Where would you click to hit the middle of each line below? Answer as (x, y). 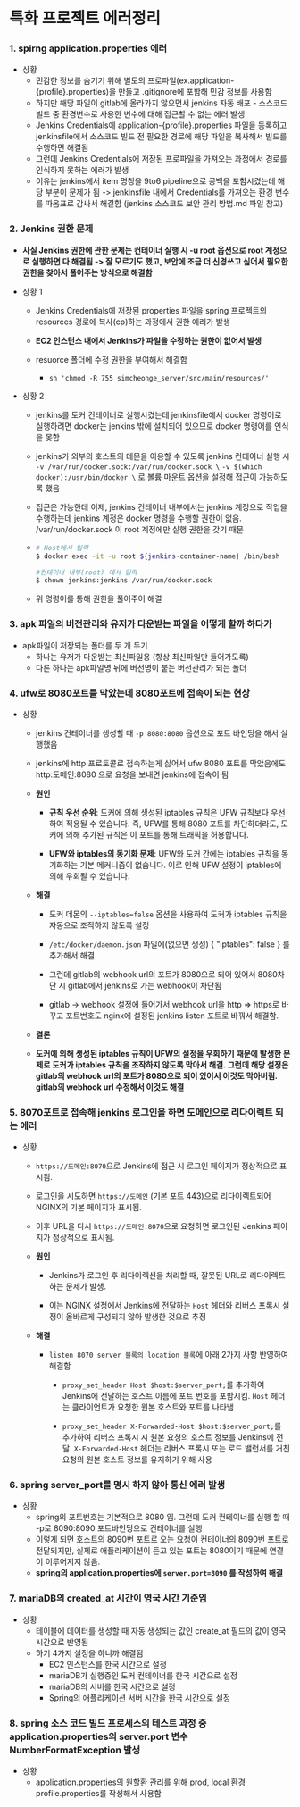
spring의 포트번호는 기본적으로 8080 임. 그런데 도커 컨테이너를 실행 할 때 (162, 1517)
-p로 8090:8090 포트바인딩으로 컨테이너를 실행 (119, 1528)
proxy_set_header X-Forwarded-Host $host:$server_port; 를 (172, 1426)
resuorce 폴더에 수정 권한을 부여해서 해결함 (111, 359)
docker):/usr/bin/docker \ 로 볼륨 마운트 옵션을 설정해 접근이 (146, 477)
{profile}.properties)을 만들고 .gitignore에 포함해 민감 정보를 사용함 (154, 92)
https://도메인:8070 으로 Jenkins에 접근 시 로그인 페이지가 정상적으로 (157, 1166)
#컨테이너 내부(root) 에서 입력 (86, 573)
